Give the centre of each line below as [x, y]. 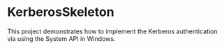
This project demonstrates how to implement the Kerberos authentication [112, 31]
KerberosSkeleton [61, 12]
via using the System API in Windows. [61, 38]
